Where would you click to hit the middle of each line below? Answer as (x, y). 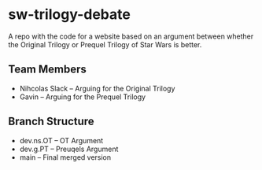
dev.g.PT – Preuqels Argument (69, 149)
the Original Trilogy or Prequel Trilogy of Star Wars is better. (105, 44)
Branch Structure (51, 122)
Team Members (47, 70)
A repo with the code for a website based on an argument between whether (131, 36)
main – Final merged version (65, 157)
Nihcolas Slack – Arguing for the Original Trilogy (97, 88)
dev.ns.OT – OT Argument (61, 140)
